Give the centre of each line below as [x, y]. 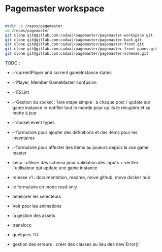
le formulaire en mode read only [45, 187]
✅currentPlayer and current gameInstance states [62, 72]
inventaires [23, 138]
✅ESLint [21, 92]
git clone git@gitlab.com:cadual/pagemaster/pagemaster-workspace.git [79, 35]
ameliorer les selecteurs [37, 197]
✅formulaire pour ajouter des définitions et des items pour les [75, 132]
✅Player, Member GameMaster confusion [54, 82]
